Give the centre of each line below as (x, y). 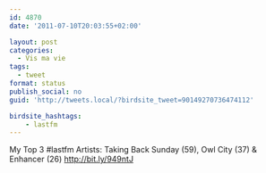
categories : (31, 50)
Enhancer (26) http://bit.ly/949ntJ (72, 159)
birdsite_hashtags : (46, 116)
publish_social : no (46, 91)
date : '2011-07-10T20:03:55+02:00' (76, 26)
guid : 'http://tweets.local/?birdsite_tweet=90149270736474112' (132, 100)
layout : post (34, 42)
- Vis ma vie (42, 59)
